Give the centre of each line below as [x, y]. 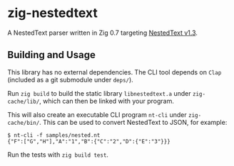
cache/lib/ [24, 101]
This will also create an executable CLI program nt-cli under [97, 114]
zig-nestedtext [52, 13]
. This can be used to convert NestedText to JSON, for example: [133, 122]
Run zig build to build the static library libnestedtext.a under [99, 93]
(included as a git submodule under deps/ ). [70, 79]
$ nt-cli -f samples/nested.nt [54, 135]
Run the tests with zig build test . [58, 155]
